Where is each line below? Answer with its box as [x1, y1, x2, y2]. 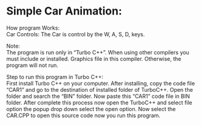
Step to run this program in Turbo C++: [6, 73, 104, 80]
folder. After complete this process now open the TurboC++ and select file [6, 98, 192, 106]
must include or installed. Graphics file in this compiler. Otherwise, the [6, 55, 182, 62]
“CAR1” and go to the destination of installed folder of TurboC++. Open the [6, 86, 193, 93]
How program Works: [6, 24, 60, 31]
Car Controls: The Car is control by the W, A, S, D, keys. [6, 30, 145, 37]
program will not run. [6, 62, 59, 69]
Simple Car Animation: [6, 4, 123, 18]
